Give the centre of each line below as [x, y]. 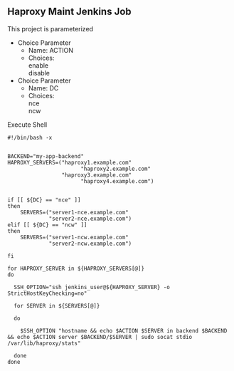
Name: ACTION [50, 50]
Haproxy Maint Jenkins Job [69, 12]
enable [38, 65]
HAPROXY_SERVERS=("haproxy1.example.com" [70, 162]
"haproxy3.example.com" [97, 175]
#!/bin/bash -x [30, 137]
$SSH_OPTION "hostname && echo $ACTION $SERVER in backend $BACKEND [124, 330]
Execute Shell [27, 125]
